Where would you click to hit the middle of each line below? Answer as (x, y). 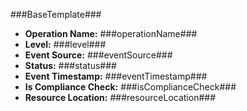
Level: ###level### (65, 44)
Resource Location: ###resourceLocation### (120, 97)
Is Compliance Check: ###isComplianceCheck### (130, 87)
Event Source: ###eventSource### (98, 55)
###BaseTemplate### (56, 14)
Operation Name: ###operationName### (111, 33)
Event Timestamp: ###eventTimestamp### (116, 76)
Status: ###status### (70, 65)
